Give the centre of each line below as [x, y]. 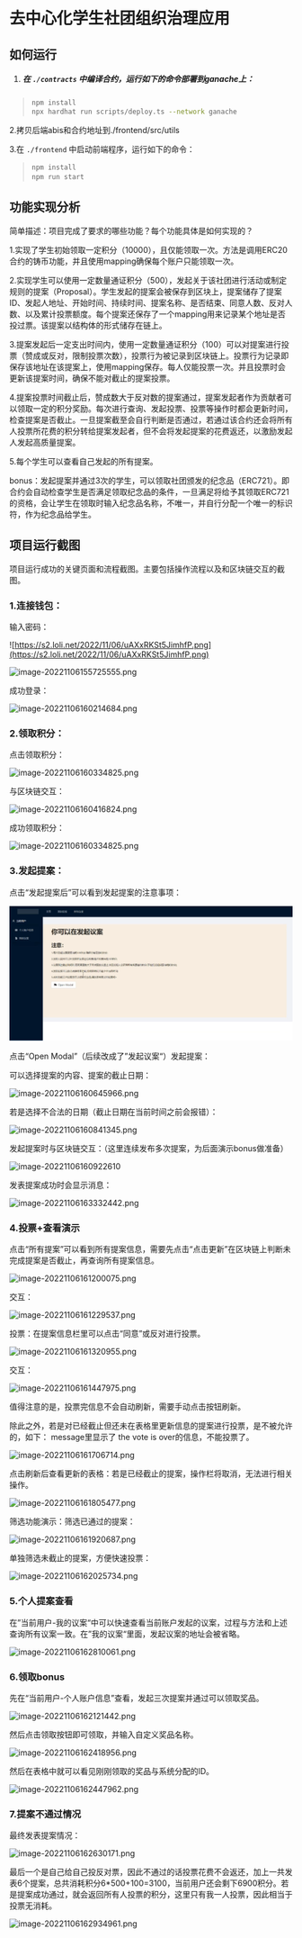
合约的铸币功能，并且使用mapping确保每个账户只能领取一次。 [124, 261]
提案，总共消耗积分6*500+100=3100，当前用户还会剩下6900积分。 [155, 1883]
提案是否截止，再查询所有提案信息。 [92, 1260]
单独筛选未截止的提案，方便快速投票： [80, 1558]
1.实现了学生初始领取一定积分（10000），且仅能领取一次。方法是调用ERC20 [148, 249]
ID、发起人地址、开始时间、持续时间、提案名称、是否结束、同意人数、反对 [147, 302]
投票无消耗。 [33, 1906]
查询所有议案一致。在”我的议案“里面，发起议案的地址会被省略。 [127, 1634]
